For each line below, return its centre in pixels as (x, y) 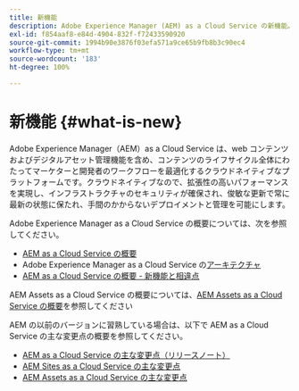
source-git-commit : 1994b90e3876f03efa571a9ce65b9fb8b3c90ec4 (127, 42)
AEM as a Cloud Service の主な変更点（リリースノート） (126, 354)
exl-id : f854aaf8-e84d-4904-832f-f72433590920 (97, 34)
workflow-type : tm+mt (50, 51)
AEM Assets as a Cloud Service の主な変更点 (104, 377)
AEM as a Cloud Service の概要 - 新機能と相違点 (111, 275)
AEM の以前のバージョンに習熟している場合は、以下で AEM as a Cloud (139, 324)
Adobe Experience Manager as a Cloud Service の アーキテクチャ (141, 264)
